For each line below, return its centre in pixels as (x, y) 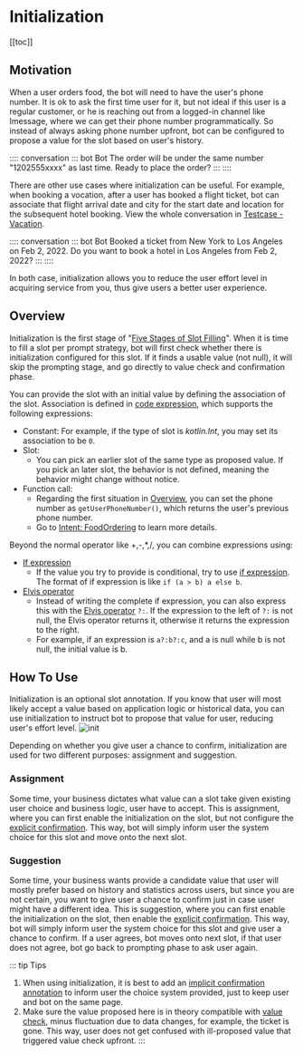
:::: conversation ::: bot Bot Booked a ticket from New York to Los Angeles (146, 241)
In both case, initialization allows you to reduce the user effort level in (138, 277)
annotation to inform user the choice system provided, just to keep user (156, 992)
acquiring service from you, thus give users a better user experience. (138, 287)
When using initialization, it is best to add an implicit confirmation (143, 982)
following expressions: (51, 413)
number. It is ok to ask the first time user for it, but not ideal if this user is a (148, 102)
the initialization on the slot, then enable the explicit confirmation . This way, (150, 918)
